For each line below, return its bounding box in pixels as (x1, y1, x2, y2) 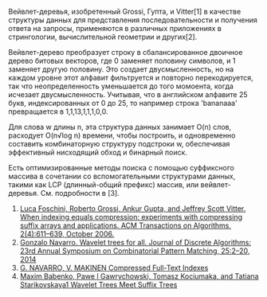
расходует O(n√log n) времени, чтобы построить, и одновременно (8, 131, 236, 140)
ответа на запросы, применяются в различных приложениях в (8, 24, 222, 33)
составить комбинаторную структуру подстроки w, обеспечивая (8, 139, 230, 148)
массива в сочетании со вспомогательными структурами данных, (8, 171, 236, 181)
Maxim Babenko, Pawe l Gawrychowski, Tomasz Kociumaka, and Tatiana (19, 272, 259, 281)
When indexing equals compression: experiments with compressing (19, 213, 243, 221)
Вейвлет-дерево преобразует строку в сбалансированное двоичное (8, 48, 243, 57)
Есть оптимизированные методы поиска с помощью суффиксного (8, 163, 235, 172)
